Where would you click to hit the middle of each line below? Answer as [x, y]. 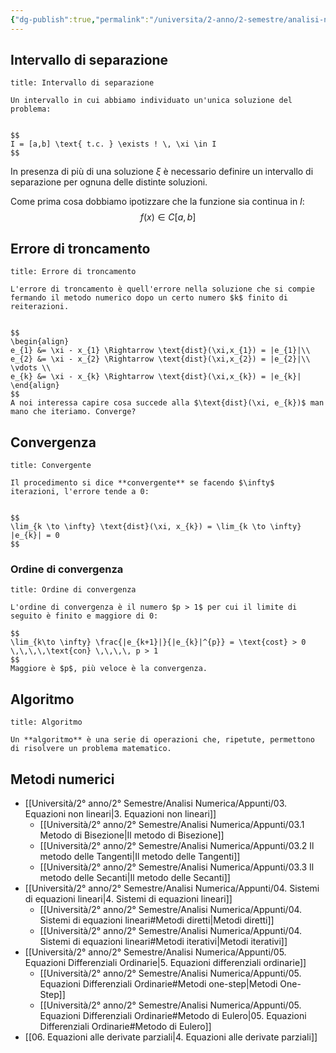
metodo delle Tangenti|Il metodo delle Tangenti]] [140, 856]
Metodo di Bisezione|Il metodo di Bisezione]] [132, 835]
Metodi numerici [62, 779]
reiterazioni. [40, 307]
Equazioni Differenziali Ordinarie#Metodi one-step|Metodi [158, 983]
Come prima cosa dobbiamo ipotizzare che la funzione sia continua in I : [157, 202]
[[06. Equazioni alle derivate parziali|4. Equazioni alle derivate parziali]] [171, 1037]
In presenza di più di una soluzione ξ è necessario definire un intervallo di [162, 172]
